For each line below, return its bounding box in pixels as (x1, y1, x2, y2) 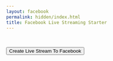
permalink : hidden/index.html (6, 14, 81, 20)
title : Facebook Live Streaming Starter (6, 19, 108, 25)
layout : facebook (6, 8, 49, 15)
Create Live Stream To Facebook (9, 48, 82, 55)
